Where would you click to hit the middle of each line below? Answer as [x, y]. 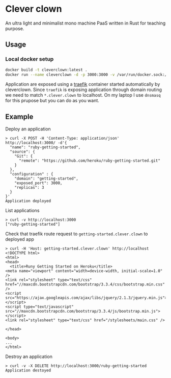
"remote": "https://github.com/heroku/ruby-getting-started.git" [89, 161]
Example [19, 116]
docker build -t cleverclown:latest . [46, 70]
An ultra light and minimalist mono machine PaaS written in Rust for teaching [85, 23]
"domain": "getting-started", [47, 179]
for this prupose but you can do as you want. [52, 101]
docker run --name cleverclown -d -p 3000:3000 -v [60, 75]
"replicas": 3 [29, 188]
